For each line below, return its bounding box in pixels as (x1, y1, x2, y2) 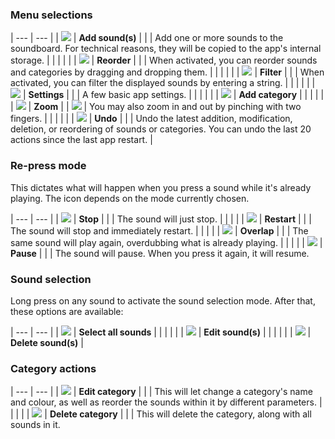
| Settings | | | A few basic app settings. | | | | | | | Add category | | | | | (22, 89, 325, 101)
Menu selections (10, 8, 93, 22)
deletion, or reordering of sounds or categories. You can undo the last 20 (10, 123, 312, 135)
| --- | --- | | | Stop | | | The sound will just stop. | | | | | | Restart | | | (10, 213, 312, 225)
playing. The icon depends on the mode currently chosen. (10, 192, 250, 204)
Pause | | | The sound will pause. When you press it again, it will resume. (10, 247, 310, 259)
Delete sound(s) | (10, 336, 84, 348)
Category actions (10, 361, 97, 375)
